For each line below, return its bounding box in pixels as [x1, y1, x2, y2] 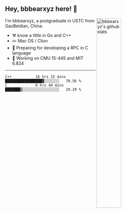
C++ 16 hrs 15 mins [5, 74, 66, 79]
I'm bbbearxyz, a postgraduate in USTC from [5, 18, 94, 23]
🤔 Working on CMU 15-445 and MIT [12, 55, 84, 61]
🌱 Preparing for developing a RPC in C [12, 45, 89, 51]
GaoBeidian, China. [5, 23, 44, 29]
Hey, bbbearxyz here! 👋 [5, 5, 78, 13]
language [12, 50, 31, 56]
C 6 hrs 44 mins [5, 83, 64, 88]
